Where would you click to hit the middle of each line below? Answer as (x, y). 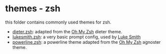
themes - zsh (33, 9)
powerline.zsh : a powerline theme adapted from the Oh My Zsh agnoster (86, 42)
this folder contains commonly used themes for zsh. (58, 22)
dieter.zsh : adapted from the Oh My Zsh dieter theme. (67, 31)
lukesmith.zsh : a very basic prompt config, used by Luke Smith (77, 37)
